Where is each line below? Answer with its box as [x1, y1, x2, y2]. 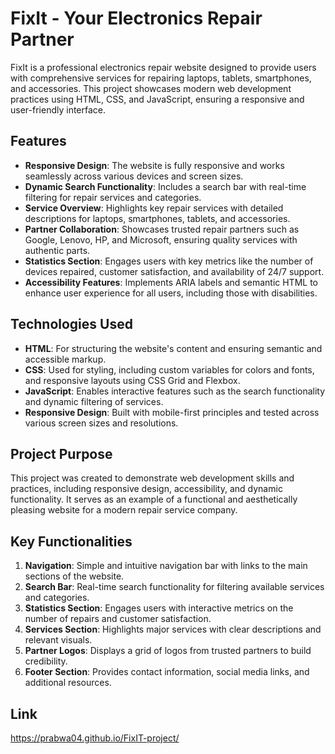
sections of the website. [24, 570, 125, 582]
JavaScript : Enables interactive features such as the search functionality [24, 385, 326, 397]
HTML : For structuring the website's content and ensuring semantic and [24, 342, 323, 354]
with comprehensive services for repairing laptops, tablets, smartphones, [10, 72, 312, 84]
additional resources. [24, 677, 112, 689]
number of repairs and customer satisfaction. [24, 613, 212, 625]
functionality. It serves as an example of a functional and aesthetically [10, 493, 298, 506]
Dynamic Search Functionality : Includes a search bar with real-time [24, 180, 307, 192]
